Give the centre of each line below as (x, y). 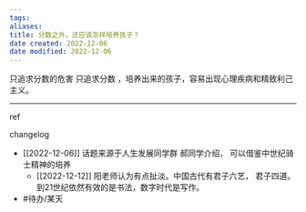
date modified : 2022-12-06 (61, 52)
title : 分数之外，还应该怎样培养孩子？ (75, 35)
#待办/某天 (43, 199)
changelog (30, 135)
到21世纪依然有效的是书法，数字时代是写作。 (120, 187)
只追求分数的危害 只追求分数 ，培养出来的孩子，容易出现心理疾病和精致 (143, 79)
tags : (20, 18)
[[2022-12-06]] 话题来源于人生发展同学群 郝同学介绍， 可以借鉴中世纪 (154, 153)
